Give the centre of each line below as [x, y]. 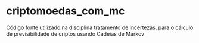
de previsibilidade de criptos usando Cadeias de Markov [75, 33]
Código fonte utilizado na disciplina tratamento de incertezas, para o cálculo [100, 27]
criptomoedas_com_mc [66, 11]
